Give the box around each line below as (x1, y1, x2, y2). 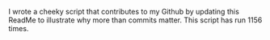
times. (8, 24, 29, 33)
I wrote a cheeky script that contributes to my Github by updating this (8, 7, 240, 16)
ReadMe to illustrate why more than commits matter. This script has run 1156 (8, 15, 263, 25)
